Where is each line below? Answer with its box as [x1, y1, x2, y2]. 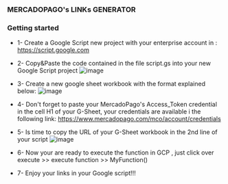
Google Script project [16, 66, 78, 75]
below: [16, 87, 36, 95]
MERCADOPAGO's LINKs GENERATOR [7, 5, 136, 14]
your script [16, 135, 48, 144]
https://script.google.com [16, 46, 89, 54]
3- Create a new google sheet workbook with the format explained [16, 80, 206, 88]
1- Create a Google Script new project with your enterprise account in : [16, 39, 218, 47]
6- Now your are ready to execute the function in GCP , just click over [16, 148, 214, 157]
